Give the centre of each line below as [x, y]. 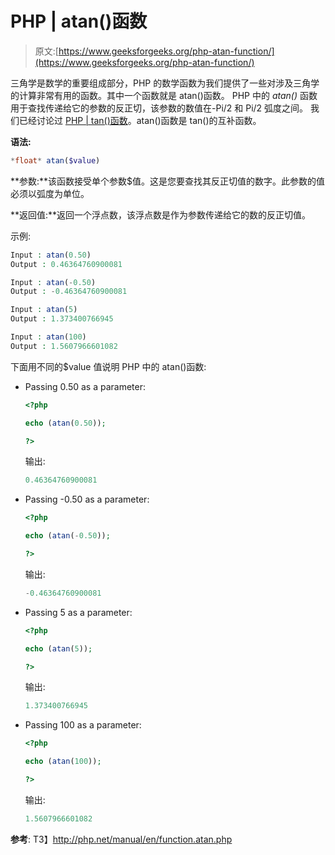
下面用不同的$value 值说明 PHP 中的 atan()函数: [108, 366]
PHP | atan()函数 [79, 21]
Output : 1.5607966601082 [64, 346]
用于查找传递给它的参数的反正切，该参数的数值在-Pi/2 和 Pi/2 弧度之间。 [159, 108]
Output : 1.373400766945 [62, 319]
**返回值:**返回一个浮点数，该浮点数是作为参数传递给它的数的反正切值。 [161, 214]
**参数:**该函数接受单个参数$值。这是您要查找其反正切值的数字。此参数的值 [168, 181]
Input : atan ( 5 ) [44, 310]
